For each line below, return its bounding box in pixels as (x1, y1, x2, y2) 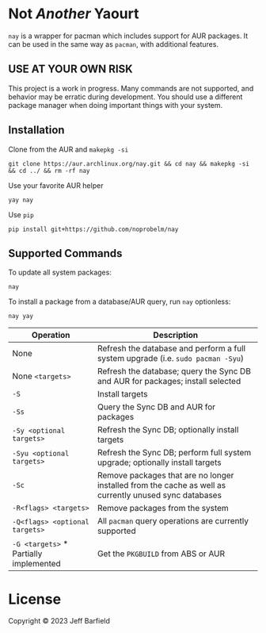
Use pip (8, 209, 34, 219)
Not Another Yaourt (8, 5, 139, 23)
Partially (12, 548, 43, 559)
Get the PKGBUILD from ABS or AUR (97, 548, 226, 559)
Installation (8, 124, 65, 137)
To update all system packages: (8, 267, 112, 278)
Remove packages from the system (97, 503, 230, 514)
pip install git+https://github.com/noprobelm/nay (8, 225, 179, 233)
